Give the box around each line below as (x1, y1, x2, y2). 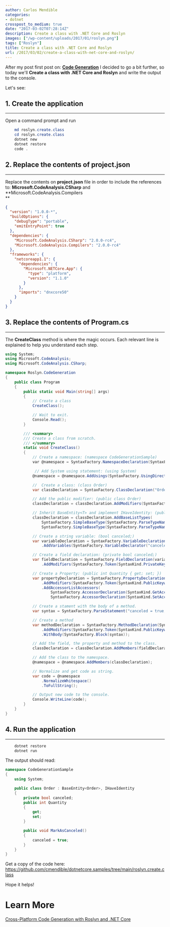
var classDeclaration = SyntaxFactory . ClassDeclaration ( (32, 487, 155, 492)
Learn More (5, 900, 55, 911)
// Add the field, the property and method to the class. (32, 641, 157, 646)
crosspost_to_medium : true (5, 21, 62, 27)
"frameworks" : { (10, 252, 44, 257)
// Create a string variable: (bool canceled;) (32, 533, 135, 539)
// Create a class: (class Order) (32, 483, 108, 488)
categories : (5, 12, 30, 17)
